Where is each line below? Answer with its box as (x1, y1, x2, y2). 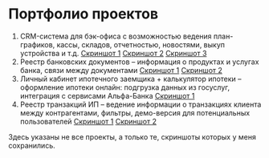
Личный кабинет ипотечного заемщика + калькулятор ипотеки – (19, 74, 243, 83)
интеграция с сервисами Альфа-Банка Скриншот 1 (19, 91, 195, 100)
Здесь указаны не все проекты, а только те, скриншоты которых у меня (8, 132, 257, 141)
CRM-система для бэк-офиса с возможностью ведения (19, 31, 212, 41)
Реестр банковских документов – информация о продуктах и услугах (19, 57, 259, 67)
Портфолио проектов (8, 5, 159, 23)
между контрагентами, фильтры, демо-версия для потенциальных (19, 107, 251, 117)
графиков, (19, 39, 55, 49)
